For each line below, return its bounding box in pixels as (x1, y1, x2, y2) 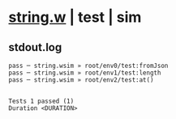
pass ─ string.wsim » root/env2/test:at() (8, 76, 154, 84)
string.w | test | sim (8, 8, 142, 27)
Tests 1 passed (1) (8, 97, 75, 105)
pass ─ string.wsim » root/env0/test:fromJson (8, 62, 169, 70)
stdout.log (8, 40, 62, 54)
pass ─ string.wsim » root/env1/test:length (8, 69, 161, 77)
